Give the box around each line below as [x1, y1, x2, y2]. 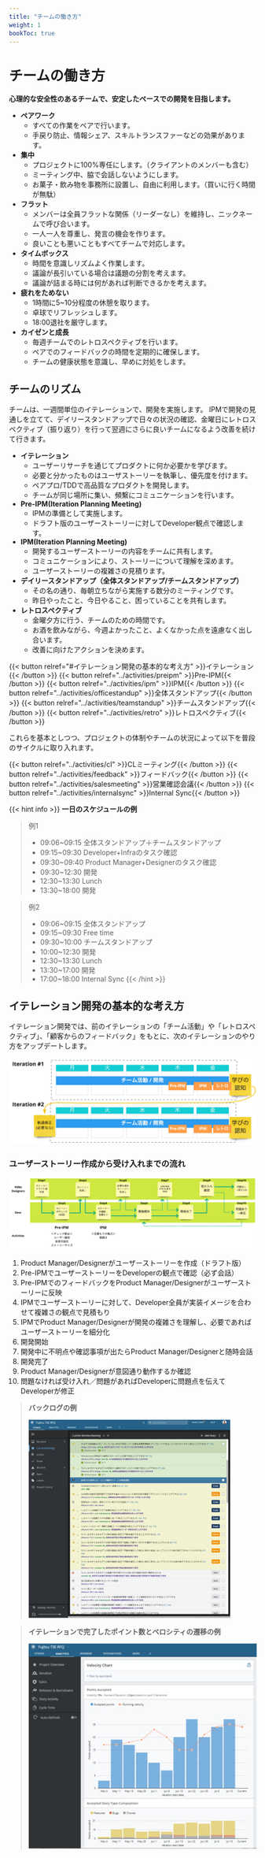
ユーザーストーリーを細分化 [20, 1327, 110, 1337]
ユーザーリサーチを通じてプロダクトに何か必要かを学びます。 [31, 461, 231, 470]
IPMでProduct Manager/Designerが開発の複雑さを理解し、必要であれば [20, 1318, 252, 1327]
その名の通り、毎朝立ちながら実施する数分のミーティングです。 [31, 586, 238, 595]
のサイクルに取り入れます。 [9, 743, 98, 752]
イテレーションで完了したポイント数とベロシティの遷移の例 [28, 1627, 221, 1637]
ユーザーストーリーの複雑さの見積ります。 [31, 566, 170, 576]
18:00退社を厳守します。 [31, 317, 112, 327]
